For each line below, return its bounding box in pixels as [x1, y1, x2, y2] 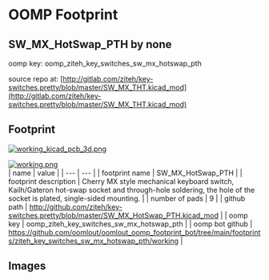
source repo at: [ [8, 74, 63, 83]
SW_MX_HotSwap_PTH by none [8, 38, 172, 51]
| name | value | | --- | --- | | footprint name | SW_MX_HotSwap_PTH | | [8, 168, 243, 178]
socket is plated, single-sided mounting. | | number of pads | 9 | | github [8, 194, 246, 203]
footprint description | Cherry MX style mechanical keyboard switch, [8, 176, 235, 186]
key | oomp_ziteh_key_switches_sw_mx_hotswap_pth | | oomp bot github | [8, 218, 253, 229]
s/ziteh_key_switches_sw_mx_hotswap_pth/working [8, 236, 179, 246]
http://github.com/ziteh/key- [29, 202, 122, 211]
